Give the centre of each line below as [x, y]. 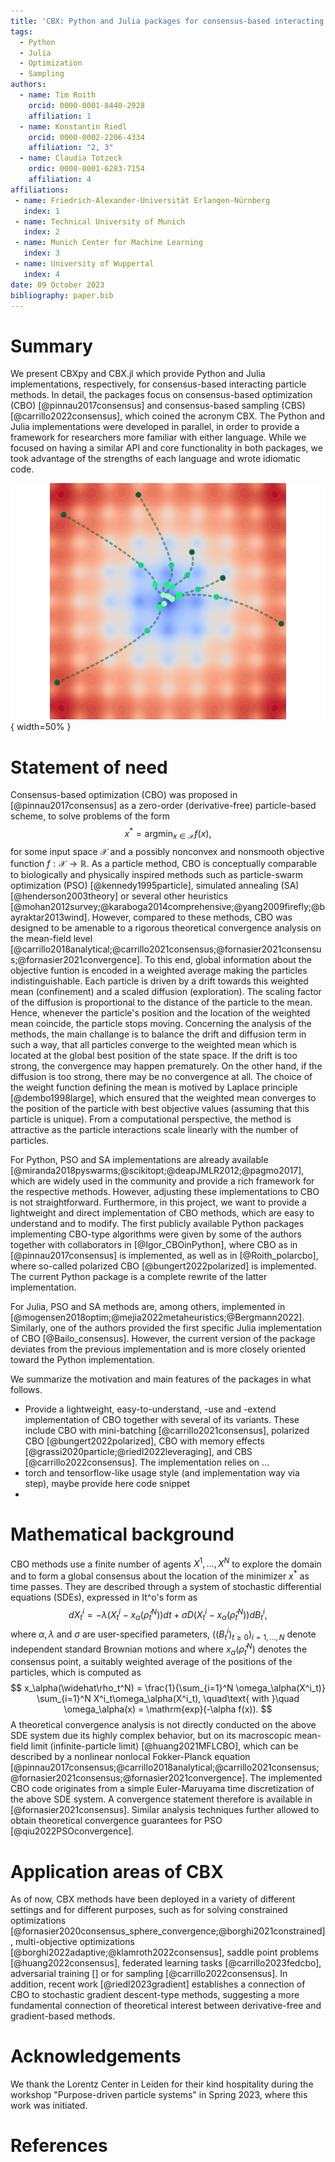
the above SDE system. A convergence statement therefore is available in [161, 1799]
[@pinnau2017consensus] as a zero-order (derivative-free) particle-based [163, 806]
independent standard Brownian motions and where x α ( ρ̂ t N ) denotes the [159, 1649]
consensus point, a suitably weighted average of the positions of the [151, 1662]
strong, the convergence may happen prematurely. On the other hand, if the [166, 1066]
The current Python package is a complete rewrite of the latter [139, 1276]
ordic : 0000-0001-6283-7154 [86, 169]
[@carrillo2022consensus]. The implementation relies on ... [147, 1462]
